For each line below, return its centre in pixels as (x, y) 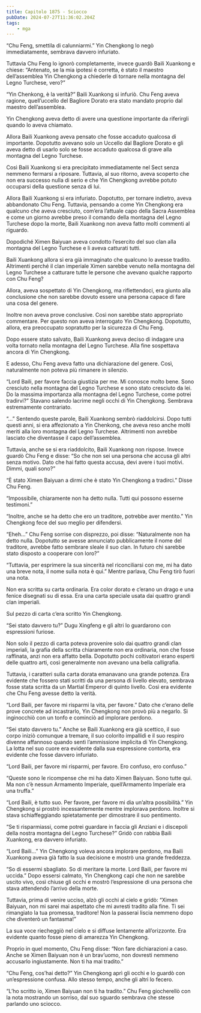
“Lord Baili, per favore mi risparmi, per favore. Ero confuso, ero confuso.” (97, 766)
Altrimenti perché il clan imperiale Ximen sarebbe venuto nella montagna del (100, 266)
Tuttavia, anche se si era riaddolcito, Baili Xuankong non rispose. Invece (95, 449)
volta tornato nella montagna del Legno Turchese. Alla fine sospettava (93, 346)
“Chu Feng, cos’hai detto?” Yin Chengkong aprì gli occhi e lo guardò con (96, 973)
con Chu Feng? (25, 279)
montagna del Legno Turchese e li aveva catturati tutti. (73, 248)
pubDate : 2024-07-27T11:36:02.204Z (51, 17)
